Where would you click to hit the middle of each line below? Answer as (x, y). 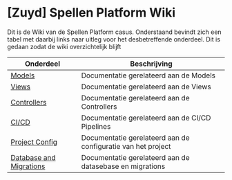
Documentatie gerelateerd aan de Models (148, 75)
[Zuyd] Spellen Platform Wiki (91, 13)
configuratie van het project (126, 146)
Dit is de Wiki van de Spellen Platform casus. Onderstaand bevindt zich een (115, 32)
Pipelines (96, 126)
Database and (33, 157)
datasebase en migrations (123, 166)
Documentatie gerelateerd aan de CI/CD (146, 118)
